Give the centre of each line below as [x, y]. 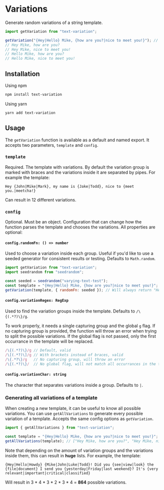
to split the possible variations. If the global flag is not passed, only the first [81, 336]
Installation [22, 74]
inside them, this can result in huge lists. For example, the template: [73, 455]
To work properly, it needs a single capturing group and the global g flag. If [80, 326]
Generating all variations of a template [51, 398]
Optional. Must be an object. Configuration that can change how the [73, 222]
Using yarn [16, 104]
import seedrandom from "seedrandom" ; [44, 272]
